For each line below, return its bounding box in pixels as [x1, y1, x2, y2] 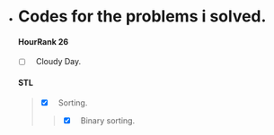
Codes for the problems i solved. [17, 6, 267, 27]
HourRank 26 [17, 36, 69, 46]
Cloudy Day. [35, 56, 82, 67]
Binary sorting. [80, 114, 136, 126]
